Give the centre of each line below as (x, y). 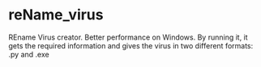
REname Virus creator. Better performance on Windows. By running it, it (128, 37)
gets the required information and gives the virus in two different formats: (131, 45)
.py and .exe (29, 54)
